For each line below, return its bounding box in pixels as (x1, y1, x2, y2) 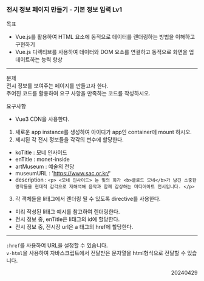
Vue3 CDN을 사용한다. (15, 115, 70, 123)
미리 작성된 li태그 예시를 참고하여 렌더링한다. (15, 208, 120, 215)
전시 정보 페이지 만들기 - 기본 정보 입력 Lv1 (6, 5, 123, 13)
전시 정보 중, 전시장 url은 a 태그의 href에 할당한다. (15, 223, 134, 231)
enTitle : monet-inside (15, 156, 70, 163)
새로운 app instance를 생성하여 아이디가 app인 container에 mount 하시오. (15, 129, 192, 136)
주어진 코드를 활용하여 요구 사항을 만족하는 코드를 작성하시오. (6, 90, 151, 97)
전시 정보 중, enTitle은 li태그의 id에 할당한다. (15, 215, 120, 223)
